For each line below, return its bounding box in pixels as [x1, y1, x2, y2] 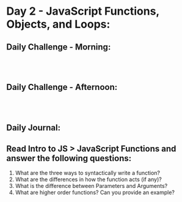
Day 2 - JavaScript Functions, [6, 4, 160, 18]
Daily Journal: [6, 122, 61, 133]
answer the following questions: [6, 153, 132, 163]
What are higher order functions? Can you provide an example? [15, 189, 175, 196]
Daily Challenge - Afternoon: [6, 82, 118, 92]
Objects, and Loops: [6, 17, 111, 31]
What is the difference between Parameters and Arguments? [15, 182, 168, 190]
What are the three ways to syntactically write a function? [15, 170, 161, 177]
